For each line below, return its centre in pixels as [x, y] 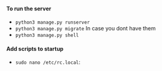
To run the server [29, 8]
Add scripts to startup [35, 49]
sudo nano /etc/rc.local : [48, 62]
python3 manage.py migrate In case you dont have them [86, 29]
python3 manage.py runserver [52, 22]
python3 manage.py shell [47, 35]
